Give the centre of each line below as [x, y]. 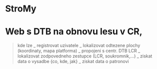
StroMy [21, 9]
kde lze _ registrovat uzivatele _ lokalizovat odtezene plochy [79, 45]
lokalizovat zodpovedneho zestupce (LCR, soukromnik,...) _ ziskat [85, 56]
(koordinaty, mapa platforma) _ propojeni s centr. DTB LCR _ [79, 51]
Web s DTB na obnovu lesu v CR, [74, 32]
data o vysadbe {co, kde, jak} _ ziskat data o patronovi [73, 61]
